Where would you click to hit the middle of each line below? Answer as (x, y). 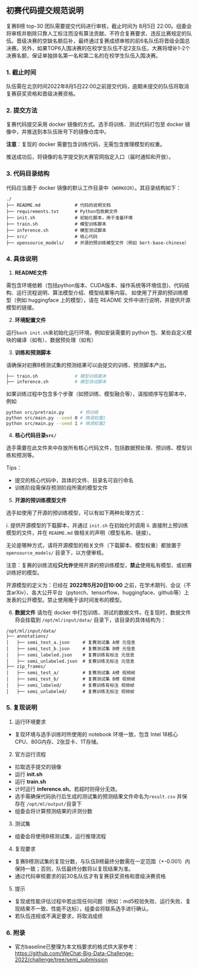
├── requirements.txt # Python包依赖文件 (62, 212)
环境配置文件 (30, 320)
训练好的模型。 (24, 573)
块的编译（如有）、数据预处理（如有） (51, 340)
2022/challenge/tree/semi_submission (61, 960)
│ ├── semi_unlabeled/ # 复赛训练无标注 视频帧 (70, 692)
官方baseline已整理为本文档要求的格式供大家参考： (77, 947)
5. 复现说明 (22, 708)
